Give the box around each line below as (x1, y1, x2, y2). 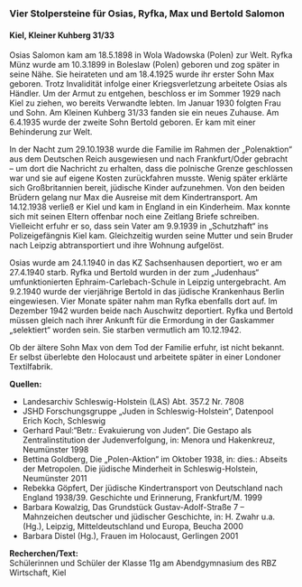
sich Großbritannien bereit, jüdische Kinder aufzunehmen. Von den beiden (9, 182, 286, 193)
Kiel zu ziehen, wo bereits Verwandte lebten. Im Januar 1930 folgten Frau (9, 98, 281, 108)
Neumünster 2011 (22, 473, 87, 484)
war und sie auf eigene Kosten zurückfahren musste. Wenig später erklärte (9, 172, 288, 183)
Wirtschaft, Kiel (9, 567, 67, 578)
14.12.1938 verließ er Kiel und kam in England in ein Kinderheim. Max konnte (9, 201, 291, 212)
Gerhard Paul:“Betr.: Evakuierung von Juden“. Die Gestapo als (22, 425, 252, 436)
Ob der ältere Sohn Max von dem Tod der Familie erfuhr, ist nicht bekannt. (9, 342, 285, 353)
